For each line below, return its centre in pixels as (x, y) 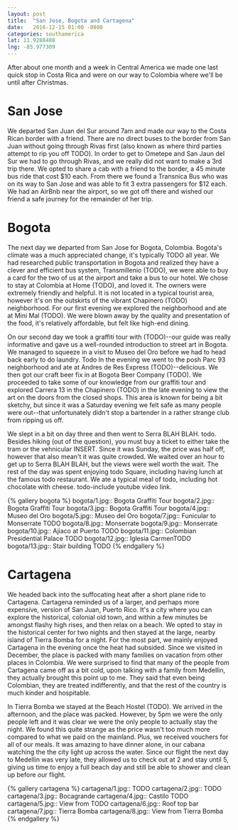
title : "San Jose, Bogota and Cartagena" (71, 21)
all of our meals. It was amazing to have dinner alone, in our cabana (106, 744)
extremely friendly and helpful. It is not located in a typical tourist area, (111, 293)
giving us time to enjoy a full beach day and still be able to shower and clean (119, 767)
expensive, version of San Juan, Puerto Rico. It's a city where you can (110, 609)
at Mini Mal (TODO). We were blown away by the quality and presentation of (119, 315)
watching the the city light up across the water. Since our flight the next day (118, 752)
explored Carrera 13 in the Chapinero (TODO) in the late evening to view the (118, 389)
